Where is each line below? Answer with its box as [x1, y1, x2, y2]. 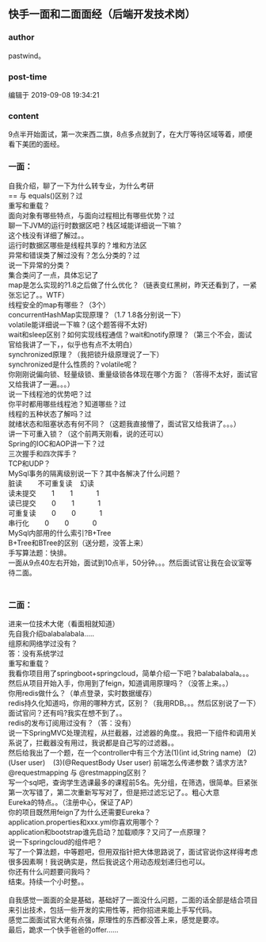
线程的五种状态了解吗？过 [8, 409, 92, 418]
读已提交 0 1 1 [8, 498, 101, 508]
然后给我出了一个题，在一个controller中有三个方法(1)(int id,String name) [8, 748, 241, 757]
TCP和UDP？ [8, 459, 51, 468]
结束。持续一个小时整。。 [8, 876, 89, 886]
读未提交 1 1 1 [8, 488, 100, 498]
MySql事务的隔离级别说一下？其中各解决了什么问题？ [8, 468, 182, 478]
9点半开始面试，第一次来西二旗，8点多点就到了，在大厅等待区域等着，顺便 [8, 129, 253, 139]
